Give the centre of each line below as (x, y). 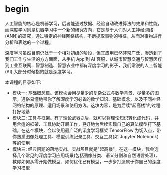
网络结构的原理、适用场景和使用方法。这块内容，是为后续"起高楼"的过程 (86, 105)
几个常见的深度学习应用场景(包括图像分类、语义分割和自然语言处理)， (88, 155)
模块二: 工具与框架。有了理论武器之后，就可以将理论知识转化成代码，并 (85, 118)
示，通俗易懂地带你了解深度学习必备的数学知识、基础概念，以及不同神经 (86, 99)
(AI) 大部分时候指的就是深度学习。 (40, 71)
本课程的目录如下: (23, 82)
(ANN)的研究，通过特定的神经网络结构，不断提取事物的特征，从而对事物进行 (83, 36)
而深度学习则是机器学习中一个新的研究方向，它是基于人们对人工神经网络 (79, 30)
